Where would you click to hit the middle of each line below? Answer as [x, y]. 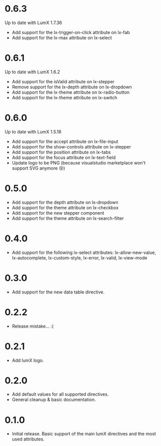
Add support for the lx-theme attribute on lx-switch [64, 97]
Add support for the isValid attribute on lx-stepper [63, 81]
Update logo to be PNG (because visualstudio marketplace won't [79, 163]
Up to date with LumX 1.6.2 [32, 72]
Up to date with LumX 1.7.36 [33, 23]
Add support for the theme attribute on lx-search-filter [68, 218]
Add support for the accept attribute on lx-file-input [65, 141]
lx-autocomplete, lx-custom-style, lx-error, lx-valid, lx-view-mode [79, 258]
